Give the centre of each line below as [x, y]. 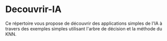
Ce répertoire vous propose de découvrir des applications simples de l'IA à [84, 23]
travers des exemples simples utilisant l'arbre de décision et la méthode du [84, 28]
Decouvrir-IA [34, 9]
